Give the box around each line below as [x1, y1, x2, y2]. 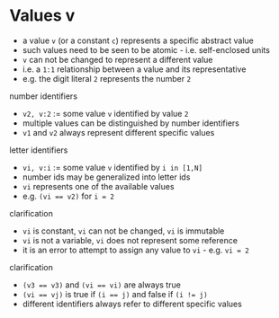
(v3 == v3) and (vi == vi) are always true [22, 279, 182, 290]
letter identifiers [9, 145, 68, 155]
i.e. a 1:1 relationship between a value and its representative [22, 64, 247, 75]
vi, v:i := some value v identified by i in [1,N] [22, 162, 203, 172]
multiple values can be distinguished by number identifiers [22, 118, 240, 128]
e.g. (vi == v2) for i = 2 [22, 190, 115, 201]
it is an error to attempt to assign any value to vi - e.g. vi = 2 [22, 244, 249, 255]
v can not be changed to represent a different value [22, 54, 213, 65]
